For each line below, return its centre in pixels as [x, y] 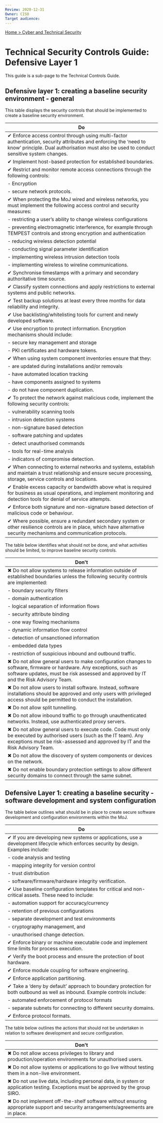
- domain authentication [35, 599]
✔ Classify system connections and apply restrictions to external [81, 287]
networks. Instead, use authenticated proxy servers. [67, 721]
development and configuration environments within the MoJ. [66, 817]
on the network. [25, 762]
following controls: [29, 176]
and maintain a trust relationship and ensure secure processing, [80, 473]
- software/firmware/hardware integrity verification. [67, 881]
